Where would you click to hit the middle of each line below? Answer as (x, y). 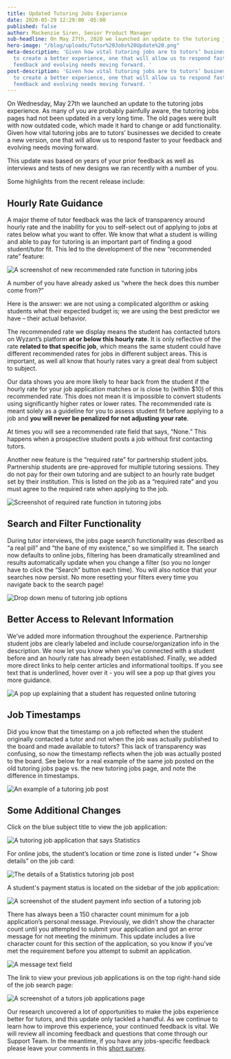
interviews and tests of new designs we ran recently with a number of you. (113, 168)
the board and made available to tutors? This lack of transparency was (107, 746)
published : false (32, 26)
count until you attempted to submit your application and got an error (105, 929)
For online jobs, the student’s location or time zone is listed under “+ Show (112, 854)
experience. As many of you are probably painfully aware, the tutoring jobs (113, 111)
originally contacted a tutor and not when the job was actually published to (113, 739)
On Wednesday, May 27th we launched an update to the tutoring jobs (106, 103)
